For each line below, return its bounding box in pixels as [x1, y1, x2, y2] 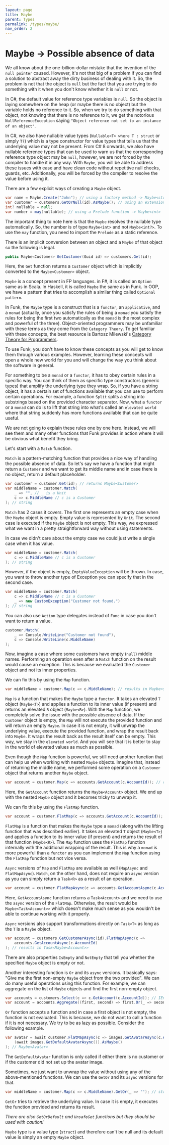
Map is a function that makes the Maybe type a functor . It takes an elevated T [5, 696, 161, 702]
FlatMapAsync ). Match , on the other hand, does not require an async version [5, 871, 159, 877]
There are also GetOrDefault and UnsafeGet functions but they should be [5, 1113, 155, 1120]
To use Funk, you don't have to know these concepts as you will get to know [5, 346, 163, 352]
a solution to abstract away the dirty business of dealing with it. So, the [5, 75, 152, 81]
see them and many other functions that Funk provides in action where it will [5, 430, 163, 436]
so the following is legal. [5, 244, 55, 250]
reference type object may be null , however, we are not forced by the [5, 154, 150, 160]
